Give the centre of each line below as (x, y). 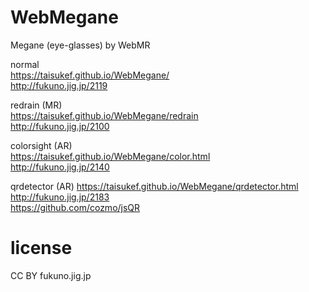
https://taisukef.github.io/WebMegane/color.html (110, 156)
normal (25, 64)
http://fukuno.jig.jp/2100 (60, 126)
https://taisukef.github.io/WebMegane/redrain (104, 115)
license (41, 248)
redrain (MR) (36, 105)
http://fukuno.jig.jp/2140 (60, 167)
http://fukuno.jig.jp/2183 (60, 197)
